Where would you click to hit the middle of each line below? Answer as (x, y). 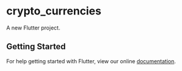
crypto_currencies (54, 11)
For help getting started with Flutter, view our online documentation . (91, 61)
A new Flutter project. (33, 28)
